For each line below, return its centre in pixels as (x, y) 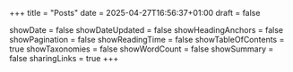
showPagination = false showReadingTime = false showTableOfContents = (147, 40)
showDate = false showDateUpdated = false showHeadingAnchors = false (146, 30)
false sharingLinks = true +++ (64, 58)
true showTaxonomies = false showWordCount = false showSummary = (142, 49)
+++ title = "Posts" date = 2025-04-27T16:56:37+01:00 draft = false (135, 13)
